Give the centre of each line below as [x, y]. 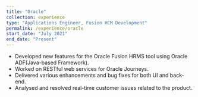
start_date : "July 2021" [37, 34]
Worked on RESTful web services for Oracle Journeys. [81, 69]
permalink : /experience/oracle [45, 28]
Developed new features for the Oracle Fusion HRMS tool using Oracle [101, 56]
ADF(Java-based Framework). [52, 62]
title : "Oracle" [26, 12]
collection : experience [36, 17]
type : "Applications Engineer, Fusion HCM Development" [77, 23]
